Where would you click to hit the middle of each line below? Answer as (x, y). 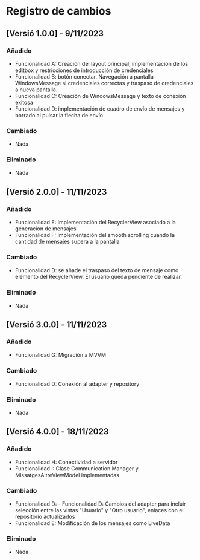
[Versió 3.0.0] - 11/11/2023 (57, 325)
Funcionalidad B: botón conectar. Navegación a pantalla (84, 76)
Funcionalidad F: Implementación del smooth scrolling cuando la (95, 235)
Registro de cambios (59, 11)
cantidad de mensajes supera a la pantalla (67, 242)
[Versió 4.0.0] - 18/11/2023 (58, 431)
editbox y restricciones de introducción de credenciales (84, 70)
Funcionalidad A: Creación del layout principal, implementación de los (102, 63)
